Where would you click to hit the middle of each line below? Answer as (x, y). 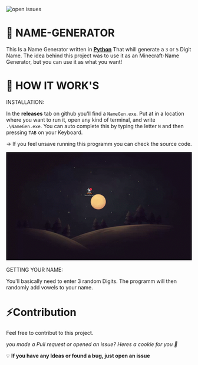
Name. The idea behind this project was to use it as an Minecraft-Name (93, 56)
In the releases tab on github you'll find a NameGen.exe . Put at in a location (95, 113)
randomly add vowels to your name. (49, 287)
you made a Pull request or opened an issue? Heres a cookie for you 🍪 (92, 344)
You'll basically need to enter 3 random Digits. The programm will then (92, 281)
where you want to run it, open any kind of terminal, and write (81, 120)
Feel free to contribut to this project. (50, 333)
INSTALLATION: (25, 102)
